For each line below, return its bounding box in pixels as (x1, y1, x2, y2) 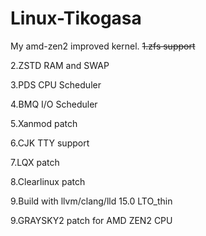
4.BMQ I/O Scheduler (10, 98, 98, 110)
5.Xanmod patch (10, 117, 78, 129)
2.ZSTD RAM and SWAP (10, 59, 110, 71)
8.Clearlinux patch (10, 175, 86, 187)
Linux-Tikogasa (10, 7, 142, 30)
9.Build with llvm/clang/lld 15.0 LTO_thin (10, 195, 173, 207)
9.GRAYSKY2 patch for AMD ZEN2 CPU (10, 214, 173, 226)
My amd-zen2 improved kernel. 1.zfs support (10, 40, 196, 52)
